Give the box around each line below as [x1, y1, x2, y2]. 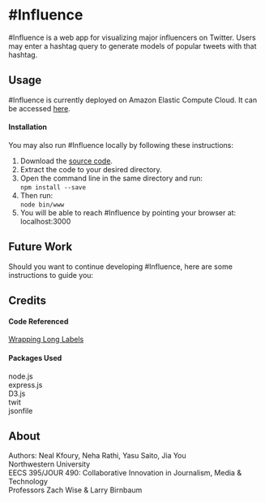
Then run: [19, 190, 53, 200]
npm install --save [19, 183, 87, 192]
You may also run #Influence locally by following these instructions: [8, 140, 233, 150]
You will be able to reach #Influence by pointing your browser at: [19, 207, 237, 217]
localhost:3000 [19, 216, 71, 226]
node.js [8, 371, 34, 381]
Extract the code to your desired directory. [19, 164, 162, 174]
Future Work [8, 240, 73, 254]
